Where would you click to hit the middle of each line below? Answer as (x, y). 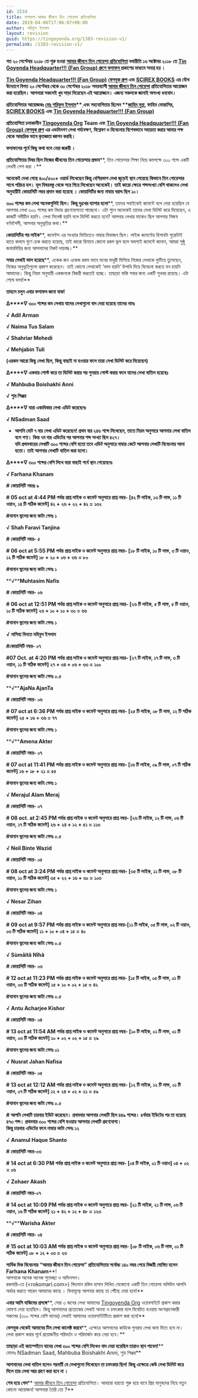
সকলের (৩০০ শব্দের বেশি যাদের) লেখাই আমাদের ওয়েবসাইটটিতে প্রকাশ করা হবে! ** (76, 1316)
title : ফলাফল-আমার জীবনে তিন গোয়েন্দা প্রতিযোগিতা (51, 17)
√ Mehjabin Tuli (26, 349)
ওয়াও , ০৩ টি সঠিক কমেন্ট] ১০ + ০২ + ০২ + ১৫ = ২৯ (52, 1038)
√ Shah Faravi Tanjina (33, 527)
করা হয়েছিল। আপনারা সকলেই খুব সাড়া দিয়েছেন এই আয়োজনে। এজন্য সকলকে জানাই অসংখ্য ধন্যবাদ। (91, 92)
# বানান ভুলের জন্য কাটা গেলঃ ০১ (33, 1049)
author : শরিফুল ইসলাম (28, 28)
